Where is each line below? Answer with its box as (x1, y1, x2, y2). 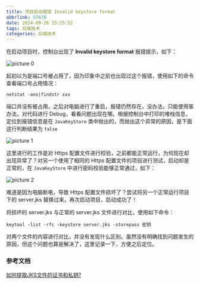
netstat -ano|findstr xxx (6, 92, 70, 98)
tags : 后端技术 (6, 25, 40, 32)
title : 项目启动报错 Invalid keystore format (6, 8, 116, 15)
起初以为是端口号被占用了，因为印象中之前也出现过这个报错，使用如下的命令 (6, 72, 194, 79)
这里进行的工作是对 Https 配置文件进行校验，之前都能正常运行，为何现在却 (6, 150, 189, 157)
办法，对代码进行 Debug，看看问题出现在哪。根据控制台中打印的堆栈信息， (6, 110, 191, 118)
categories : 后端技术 (6, 31, 57, 37)
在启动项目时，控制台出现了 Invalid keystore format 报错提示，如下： (6, 48, 177, 55)
